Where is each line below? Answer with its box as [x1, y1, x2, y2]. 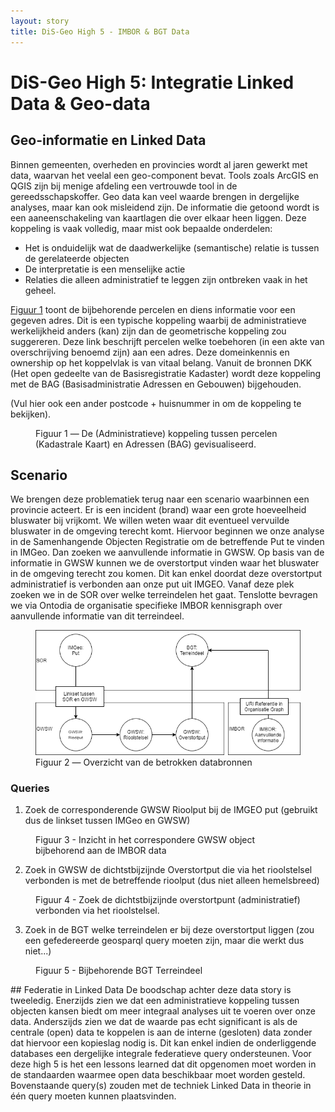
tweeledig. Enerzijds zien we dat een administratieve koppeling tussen [10, 995, 300, 1007]
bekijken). [10, 408, 52, 420]
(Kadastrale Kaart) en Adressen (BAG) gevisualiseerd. [35, 438, 257, 450]
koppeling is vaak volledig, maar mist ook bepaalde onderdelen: [10, 222, 273, 234]
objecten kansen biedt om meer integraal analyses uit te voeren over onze [10, 1005, 316, 1017]
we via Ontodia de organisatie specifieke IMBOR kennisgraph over [10, 600, 283, 612]
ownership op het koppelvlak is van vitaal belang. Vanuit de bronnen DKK [10, 356, 313, 369]
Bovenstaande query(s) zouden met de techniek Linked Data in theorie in [10, 1080, 312, 1092]
